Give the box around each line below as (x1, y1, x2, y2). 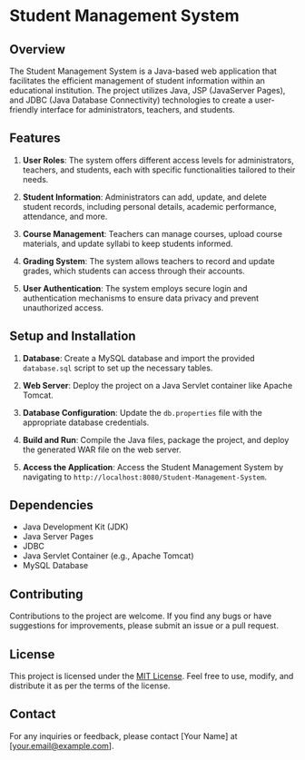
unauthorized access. (22, 301, 104, 313)
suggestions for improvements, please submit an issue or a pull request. (9, 620, 280, 631)
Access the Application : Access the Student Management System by (22, 461, 284, 472)
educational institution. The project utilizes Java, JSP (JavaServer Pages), (9, 85, 286, 95)
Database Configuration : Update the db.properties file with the (22, 407, 263, 418)
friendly (9, 104, 39, 114)
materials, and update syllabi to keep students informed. (22, 238, 233, 249)
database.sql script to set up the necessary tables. (22, 362, 213, 373)
